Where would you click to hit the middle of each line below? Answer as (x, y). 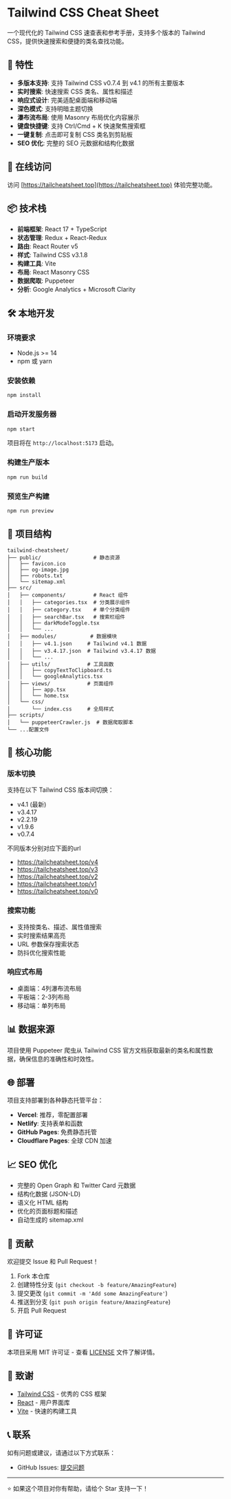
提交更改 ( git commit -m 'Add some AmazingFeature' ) (92, 1293)
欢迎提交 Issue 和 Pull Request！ (53, 1262)
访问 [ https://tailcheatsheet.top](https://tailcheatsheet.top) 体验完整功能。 (112, 184)
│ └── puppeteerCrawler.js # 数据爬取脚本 (70, 722)
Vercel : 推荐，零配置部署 (52, 1115)
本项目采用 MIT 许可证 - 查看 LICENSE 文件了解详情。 (83, 1352)
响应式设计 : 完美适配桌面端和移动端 (67, 100)
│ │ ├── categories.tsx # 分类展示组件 (69, 602)
